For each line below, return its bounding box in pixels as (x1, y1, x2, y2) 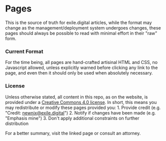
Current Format (5, 48, 43, 55)
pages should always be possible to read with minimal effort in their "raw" (5, 30, 157, 36)
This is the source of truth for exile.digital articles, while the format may (5, 19, 152, 25)
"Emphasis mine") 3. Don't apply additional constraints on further (5, 115, 139, 121)
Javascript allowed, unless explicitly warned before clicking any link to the (5, 64, 158, 70)
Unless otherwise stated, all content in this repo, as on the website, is (5, 93, 148, 100)
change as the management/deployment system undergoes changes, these (5, 24, 161, 30)
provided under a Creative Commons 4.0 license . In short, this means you (5, 99, 157, 105)
